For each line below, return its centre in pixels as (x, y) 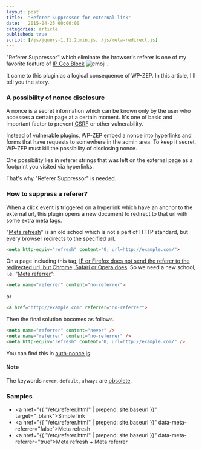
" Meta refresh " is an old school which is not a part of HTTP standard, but (97, 232)
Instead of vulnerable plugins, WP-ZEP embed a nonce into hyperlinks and (99, 136)
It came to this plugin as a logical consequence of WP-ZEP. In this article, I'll (101, 76)
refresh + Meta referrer (99, 442)
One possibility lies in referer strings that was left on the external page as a (99, 160)
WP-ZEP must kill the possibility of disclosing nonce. (72, 149)
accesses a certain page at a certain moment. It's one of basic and (90, 117)
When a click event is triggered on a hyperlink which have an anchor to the (99, 207)
